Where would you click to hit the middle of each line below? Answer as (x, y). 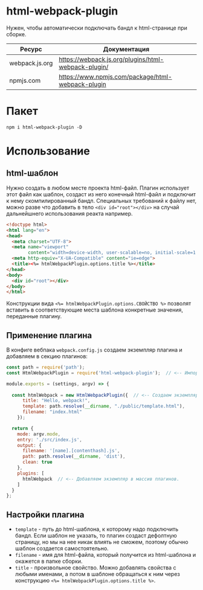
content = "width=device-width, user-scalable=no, (90, 253)
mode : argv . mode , (39, 434)
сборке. (16, 34)
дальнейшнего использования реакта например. (69, 213)
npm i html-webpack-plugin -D (44, 127)
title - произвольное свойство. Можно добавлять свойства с (95, 568)
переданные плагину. (34, 316)
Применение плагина (49, 335)
